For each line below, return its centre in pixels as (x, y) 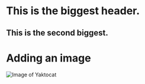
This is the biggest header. (73, 11)
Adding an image (49, 58)
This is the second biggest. (57, 33)
